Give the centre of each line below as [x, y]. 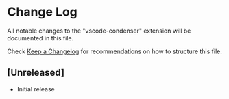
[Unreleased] [36, 73]
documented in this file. [40, 38]
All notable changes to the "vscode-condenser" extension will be [99, 31]
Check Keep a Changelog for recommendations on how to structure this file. [115, 51]
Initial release [36, 89]
